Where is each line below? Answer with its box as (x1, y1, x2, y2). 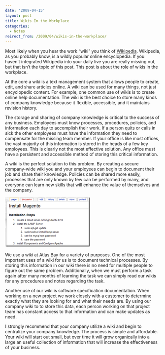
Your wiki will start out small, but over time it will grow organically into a (5, 334, 150, 340)
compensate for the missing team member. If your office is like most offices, (5, 136, 160, 141)
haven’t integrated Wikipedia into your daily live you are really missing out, (5, 59, 156, 64)
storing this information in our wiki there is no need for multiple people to (5, 262, 153, 268)
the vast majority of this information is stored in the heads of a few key (5, 141, 149, 147)
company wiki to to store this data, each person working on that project (5, 304, 150, 309)
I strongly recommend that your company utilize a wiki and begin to (5, 323, 142, 329)
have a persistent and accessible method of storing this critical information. (5, 151, 159, 157)
